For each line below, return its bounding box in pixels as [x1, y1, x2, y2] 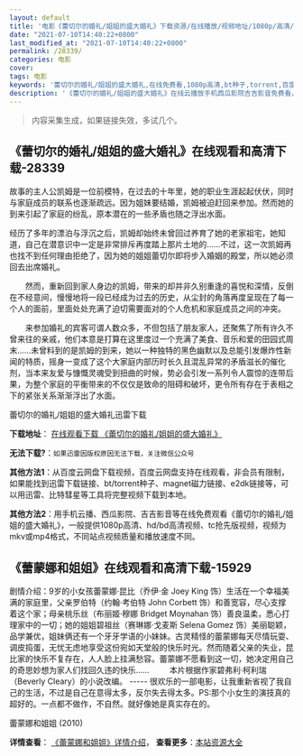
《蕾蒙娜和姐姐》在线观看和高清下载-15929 [9, 560, 252, 576]
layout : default [9, 13, 70, 23]
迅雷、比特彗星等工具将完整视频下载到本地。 [24, 489, 191, 501]
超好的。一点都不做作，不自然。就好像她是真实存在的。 [9, 698, 215, 709]
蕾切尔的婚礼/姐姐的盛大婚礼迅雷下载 [9, 410, 147, 420]
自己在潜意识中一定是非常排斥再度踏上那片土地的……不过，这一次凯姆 [24, 239, 284, 250]
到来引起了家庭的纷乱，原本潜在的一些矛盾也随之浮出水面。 [9, 208, 231, 219]
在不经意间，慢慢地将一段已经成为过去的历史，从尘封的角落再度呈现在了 [9, 292, 278, 303]
